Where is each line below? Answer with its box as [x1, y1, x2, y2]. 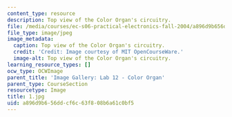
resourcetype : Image [7, 87, 67, 94]
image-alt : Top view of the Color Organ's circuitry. [13, 55, 171, 62]
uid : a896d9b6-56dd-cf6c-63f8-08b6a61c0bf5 [7, 100, 135, 107]
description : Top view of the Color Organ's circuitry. [7, 17, 171, 23]
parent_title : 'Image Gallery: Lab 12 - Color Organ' [7, 74, 166, 81]
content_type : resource [7, 10, 76, 17]
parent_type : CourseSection [7, 81, 88, 87]
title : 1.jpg [7, 94, 45, 100]
